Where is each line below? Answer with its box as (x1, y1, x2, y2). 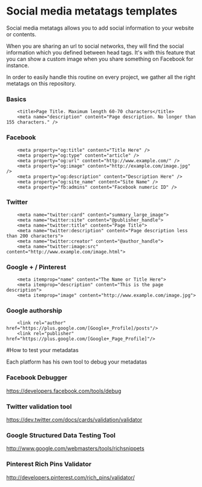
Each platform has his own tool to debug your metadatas (6, 358, 147, 365)
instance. (6, 62, 30, 69)
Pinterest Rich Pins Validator (6, 460, 92, 468)
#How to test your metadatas (6, 347, 79, 354)
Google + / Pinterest (6, 263, 67, 271)
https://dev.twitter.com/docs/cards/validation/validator (6, 416, 143, 423)
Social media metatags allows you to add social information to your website (6, 24, 194, 31)
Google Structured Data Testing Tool (6, 431, 116, 439)
